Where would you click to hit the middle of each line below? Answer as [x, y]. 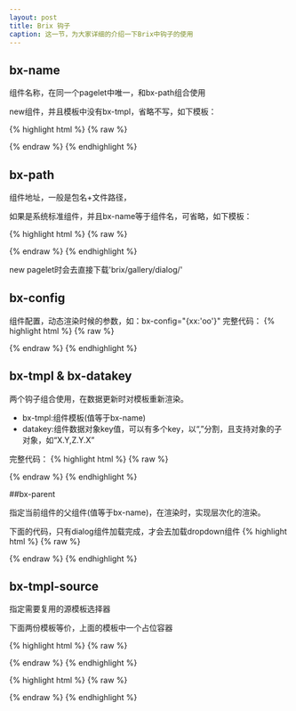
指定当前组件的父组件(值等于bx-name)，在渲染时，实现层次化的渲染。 [137, 512]
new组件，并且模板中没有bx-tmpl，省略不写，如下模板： [113, 111]
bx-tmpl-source [54, 587]
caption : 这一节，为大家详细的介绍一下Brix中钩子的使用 [101, 34]
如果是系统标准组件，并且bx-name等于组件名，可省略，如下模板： [131, 216]
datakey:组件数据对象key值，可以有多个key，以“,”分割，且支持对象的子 [152, 429]
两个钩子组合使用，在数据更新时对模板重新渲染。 [99, 398]
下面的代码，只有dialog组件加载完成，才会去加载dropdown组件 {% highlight [148, 531]
